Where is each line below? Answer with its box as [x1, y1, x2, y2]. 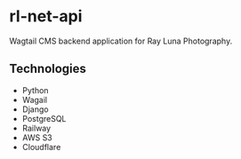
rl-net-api [9, 6, 83, 27]
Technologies [9, 61, 87, 76]
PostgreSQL [21, 113, 67, 123]
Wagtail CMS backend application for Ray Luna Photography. [9, 36, 233, 46]
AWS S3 [21, 131, 53, 143]
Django [21, 104, 49, 115]
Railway [21, 123, 52, 133]
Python [21, 84, 49, 95]
